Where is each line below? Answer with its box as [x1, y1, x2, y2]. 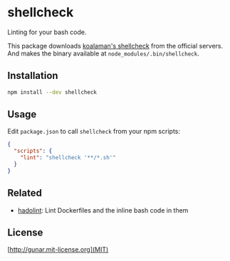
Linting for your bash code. [7, 28, 87, 36]
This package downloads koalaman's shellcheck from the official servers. [7, 41, 224, 50]
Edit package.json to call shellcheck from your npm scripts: [7, 127, 180, 136]
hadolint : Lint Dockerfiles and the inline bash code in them [17, 206, 189, 214]
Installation [7, 70, 58, 82]
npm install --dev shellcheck [7, 88, 98, 96]
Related [7, 187, 43, 199]
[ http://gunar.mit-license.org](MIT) [7, 245, 109, 254]
